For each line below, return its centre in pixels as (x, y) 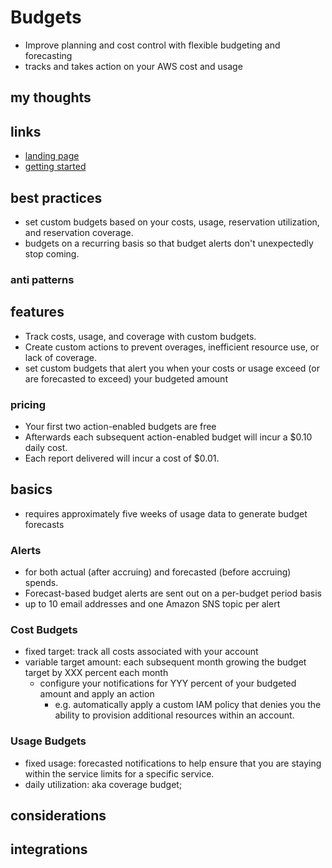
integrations (49, 849)
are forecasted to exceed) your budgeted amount (126, 378)
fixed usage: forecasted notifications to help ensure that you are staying (173, 763)
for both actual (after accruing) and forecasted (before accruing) (158, 572)
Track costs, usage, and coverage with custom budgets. (140, 336)
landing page (52, 156)
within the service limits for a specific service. (119, 773)
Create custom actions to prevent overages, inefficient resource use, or (172, 347)
